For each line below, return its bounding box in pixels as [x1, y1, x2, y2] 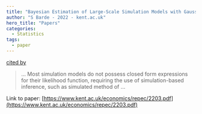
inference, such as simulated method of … [20, 83, 126, 90]
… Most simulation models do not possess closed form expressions [20, 70, 188, 77]
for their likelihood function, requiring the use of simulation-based [20, 76, 185, 84]
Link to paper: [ [6, 94, 44, 102]
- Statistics [11, 31, 44, 37]
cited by [6, 58, 26, 66]
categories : [6, 25, 36, 32]
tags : [6, 37, 20, 43]
